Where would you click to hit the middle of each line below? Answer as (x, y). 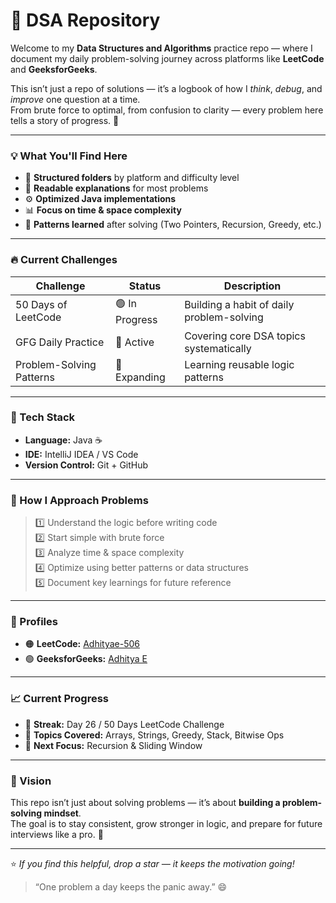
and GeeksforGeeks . (54, 69)
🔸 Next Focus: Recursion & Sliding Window (113, 745)
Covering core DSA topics (245, 336)
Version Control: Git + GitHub (86, 465)
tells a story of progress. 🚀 (65, 120)
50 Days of (41, 305)
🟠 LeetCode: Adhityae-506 (82, 644)
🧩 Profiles (34, 622)
